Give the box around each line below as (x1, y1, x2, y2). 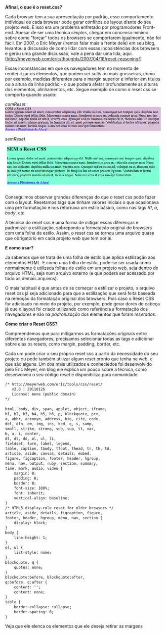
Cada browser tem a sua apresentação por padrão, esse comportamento (5, 14, 154, 19)
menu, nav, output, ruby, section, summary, (5, 461, 98, 466)
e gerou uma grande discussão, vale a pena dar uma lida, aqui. (5, 50, 133, 56)
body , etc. (5, 210, 26, 216)
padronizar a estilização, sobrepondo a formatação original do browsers (5, 225, 152, 231)
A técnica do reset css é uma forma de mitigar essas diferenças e (5, 220, 139, 226)
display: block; (14, 521, 48, 526)
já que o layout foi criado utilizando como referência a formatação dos (5, 306, 148, 312)
